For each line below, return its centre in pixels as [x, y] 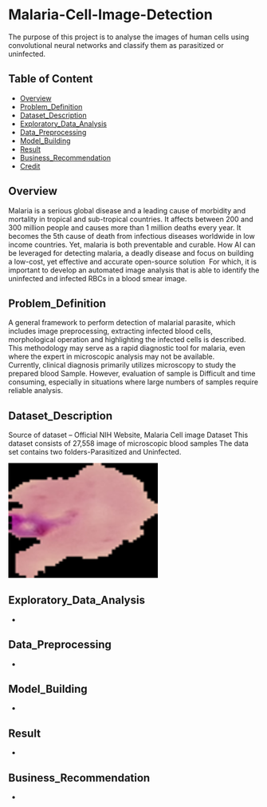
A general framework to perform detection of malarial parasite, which [122, 323]
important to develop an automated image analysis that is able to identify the [134, 270]
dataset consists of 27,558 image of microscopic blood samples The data [128, 443]
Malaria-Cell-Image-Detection [110, 15]
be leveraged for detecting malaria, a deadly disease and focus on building [131, 252]
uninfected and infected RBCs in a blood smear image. [98, 278]
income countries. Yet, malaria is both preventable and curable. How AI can [132, 244]
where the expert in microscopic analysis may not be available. [112, 356]
